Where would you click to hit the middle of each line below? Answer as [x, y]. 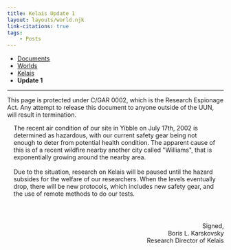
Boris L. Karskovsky [196, 234]
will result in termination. [42, 115]
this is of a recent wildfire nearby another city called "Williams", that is [113, 150]
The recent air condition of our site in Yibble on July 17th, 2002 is [106, 128]
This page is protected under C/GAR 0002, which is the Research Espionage [115, 100]
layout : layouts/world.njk [46, 20]
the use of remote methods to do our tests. [74, 194]
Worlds [27, 66]
